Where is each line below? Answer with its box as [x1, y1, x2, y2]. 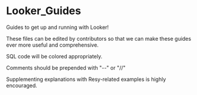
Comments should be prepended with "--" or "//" [6, 64, 126, 71]
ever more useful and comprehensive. [6, 41, 99, 48]
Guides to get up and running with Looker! [6, 24, 109, 31]
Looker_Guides [6, 4, 82, 18]
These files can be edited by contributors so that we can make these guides [6, 35, 191, 42]
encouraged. [6, 81, 37, 89]
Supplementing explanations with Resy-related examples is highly [6, 76, 166, 83]
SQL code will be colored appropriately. [6, 53, 102, 60]
